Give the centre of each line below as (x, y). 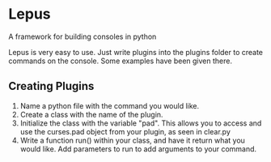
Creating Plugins (51, 86)
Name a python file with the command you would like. (110, 105)
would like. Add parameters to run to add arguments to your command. (138, 149)
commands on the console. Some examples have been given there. (121, 61)
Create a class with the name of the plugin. (91, 114)
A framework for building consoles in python (83, 36)
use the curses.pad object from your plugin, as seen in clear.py (125, 131)
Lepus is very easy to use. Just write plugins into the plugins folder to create (136, 52)
